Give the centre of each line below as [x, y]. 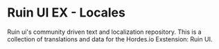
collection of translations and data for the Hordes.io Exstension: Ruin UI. [110, 39]
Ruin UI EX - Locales [67, 13]
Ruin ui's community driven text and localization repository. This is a [105, 32]
